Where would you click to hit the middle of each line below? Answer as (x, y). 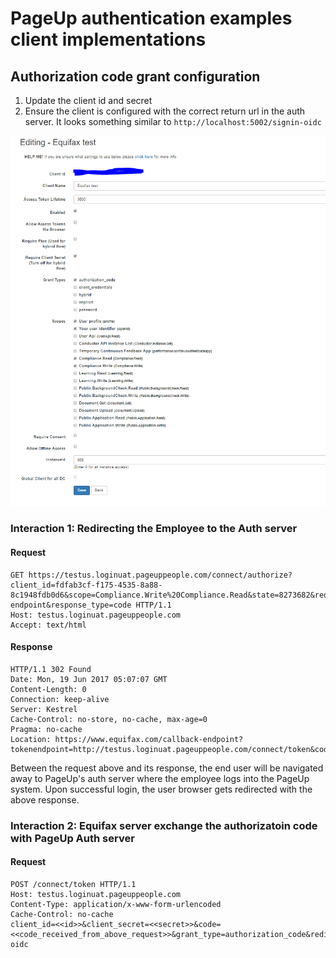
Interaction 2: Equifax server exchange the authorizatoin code (164, 825)
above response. (45, 799)
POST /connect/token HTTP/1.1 (73, 884)
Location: (31, 739)
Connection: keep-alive (60, 699)
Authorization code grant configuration (135, 76)
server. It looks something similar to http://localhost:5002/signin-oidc (173, 121)
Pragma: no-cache (46, 729)
